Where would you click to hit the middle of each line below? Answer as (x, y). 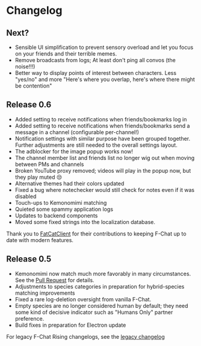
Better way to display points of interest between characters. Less (95, 73)
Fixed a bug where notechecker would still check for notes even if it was (104, 190)
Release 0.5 (29, 259)
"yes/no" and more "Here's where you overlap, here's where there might (105, 79)
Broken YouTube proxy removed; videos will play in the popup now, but (103, 170)
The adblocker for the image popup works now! (74, 151)
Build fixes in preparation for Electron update (70, 325)
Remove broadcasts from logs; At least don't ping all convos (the (95, 60)
